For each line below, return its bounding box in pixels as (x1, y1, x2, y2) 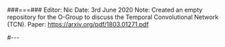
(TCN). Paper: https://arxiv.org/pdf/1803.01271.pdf (7, 20, 149, 28)
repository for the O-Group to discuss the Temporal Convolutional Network (7, 13, 219, 21)
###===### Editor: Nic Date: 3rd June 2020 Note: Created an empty (7, 6, 203, 14)
